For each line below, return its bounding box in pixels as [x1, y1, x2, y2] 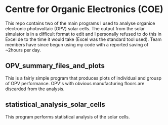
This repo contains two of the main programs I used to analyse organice [5, 20, 155, 26]
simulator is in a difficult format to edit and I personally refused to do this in [5, 31, 162, 37]
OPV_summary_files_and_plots [5, 61, 105, 70]
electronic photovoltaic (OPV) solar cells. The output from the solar [5, 25, 145, 31]
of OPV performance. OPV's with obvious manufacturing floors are [5, 80, 145, 86]
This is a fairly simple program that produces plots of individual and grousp [5, 75, 162, 81]
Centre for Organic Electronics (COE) [5, 4, 163, 15]
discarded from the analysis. [5, 86, 65, 92]
